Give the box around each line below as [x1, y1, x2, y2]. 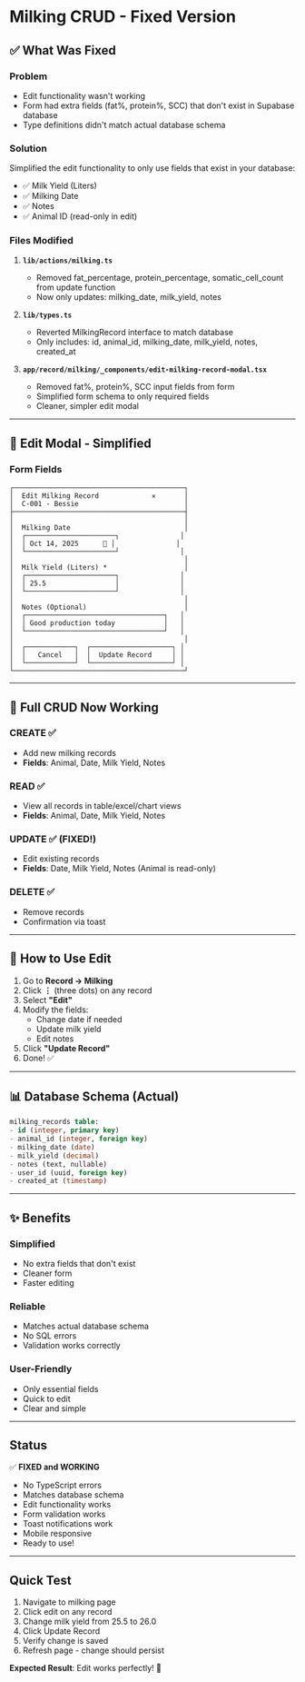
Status [9, 1438, 48, 1453]
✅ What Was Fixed [9, 43, 116, 58]
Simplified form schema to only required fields [35, 391, 210, 402]
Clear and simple [22, 1402, 86, 1414]
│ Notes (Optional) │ [9, 602, 189, 612]
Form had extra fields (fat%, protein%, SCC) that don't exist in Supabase [22, 100, 295, 111]
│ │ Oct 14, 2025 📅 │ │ [9, 539, 181, 549]
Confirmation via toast [22, 916, 106, 927]
